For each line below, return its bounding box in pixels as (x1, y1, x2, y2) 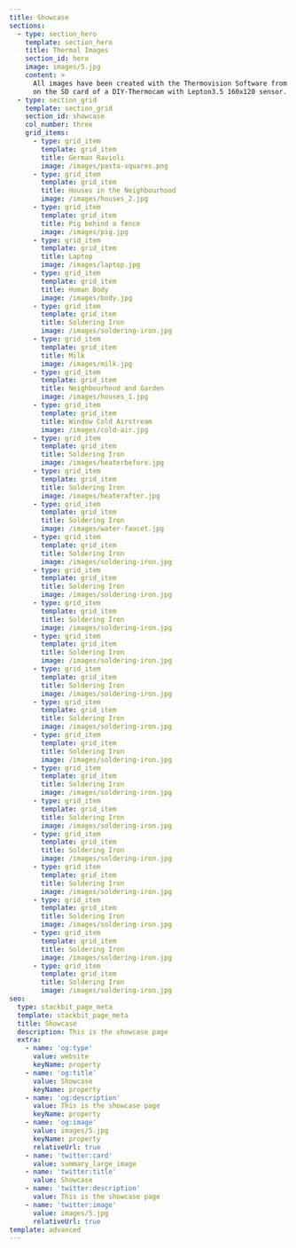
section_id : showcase (25, 112, 105, 121)
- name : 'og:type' (25, 1044, 93, 1053)
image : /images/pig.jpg (41, 227, 129, 236)
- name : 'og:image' (25, 1118, 97, 1127)
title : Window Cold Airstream (41, 417, 152, 426)
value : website (32, 1052, 90, 1061)
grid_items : (25, 129, 69, 137)
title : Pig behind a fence (41, 219, 141, 228)
